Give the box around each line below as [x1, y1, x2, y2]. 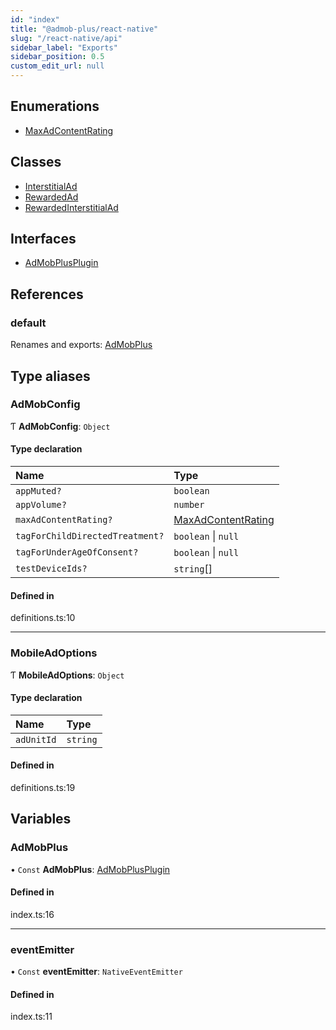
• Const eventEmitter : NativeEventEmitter [10, 966, 183, 978]
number [173, 499, 205, 511]
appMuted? [15, 486, 62, 497]
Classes [10, 154, 62, 171]
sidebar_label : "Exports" [10, 42, 118, 53]
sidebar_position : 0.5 [10, 52, 105, 62]
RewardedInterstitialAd [24, 201, 119, 213]
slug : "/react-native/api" [10, 33, 123, 43]
